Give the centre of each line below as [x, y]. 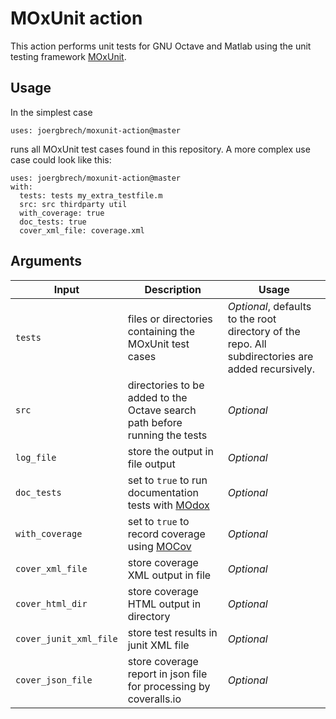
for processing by [169, 686]
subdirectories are [270, 356]
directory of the [264, 331]
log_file [36, 457]
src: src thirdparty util [73, 204]
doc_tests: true [53, 222]
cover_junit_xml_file [66, 638]
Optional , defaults [269, 306]
